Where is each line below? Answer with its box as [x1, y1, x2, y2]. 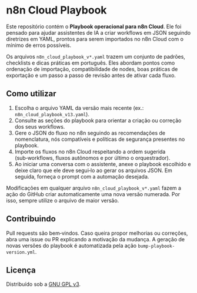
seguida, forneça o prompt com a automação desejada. [14, 173, 149, 180]
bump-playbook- [138, 243, 175, 249]
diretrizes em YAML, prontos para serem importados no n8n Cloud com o [6, 35, 184, 42]
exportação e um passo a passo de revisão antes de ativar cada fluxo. [6, 72, 176, 79]
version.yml [6, 249, 35, 255]
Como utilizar [6, 89, 57, 99]
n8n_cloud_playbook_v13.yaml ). [14, 110, 90, 117]
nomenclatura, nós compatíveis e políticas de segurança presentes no [14, 136, 185, 143]
